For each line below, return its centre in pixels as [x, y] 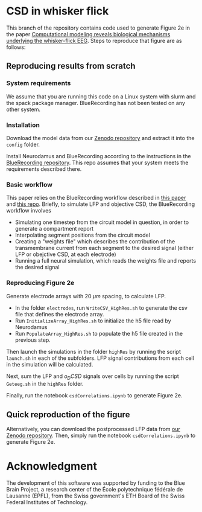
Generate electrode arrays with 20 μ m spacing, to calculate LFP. [86, 296]
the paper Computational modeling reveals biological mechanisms [88, 34]
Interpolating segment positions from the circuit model [83, 235]
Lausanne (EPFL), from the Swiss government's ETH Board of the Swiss [96, 496]
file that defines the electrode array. [59, 314]
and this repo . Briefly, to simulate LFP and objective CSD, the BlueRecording [100, 204]
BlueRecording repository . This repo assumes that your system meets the [97, 162]
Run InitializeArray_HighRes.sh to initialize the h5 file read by [93, 321]
